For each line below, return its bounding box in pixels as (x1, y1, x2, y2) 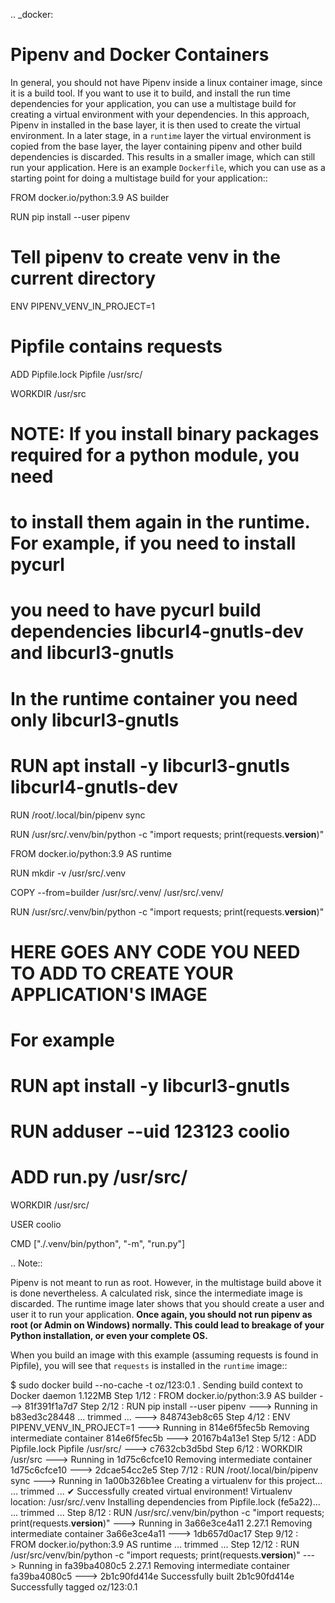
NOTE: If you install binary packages (10, 423, 320, 445)
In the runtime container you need (10, 687, 298, 710)
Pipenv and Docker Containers (10, 44, 270, 66)
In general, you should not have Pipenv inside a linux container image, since (10, 76, 323, 88)
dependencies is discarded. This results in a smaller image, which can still (10, 150, 316, 163)
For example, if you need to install (10, 532, 297, 555)
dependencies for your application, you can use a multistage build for (10, 97, 297, 109)
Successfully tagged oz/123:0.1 (10, 1581, 138, 1593)
